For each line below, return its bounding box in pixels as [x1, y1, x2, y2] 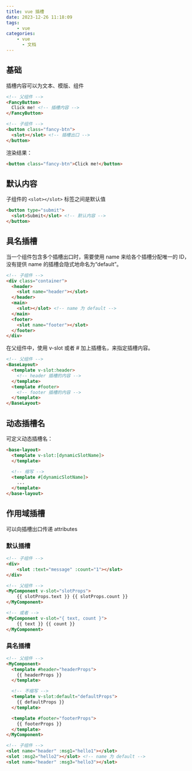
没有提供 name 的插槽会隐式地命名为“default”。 [6, 260, 122, 267]
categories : [6, 31, 35, 37]
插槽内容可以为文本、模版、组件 [6, 82, 84, 89]
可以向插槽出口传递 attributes [6, 525, 78, 532]
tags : [6, 20, 19, 25]
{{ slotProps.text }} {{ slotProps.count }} [17, 594, 128, 600]
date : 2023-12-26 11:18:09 [6, 14, 73, 20]
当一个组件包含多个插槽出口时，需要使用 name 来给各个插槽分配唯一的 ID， [6, 253, 190, 260]
